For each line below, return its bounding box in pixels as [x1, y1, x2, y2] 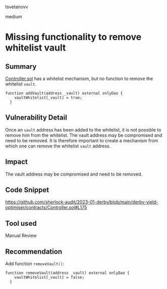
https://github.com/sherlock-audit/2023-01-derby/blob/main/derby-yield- [5, 199, 158, 205]
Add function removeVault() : [5, 261, 65, 267]
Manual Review [5, 232, 37, 239]
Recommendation [5, 247, 62, 256]
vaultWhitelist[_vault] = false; [14, 275, 85, 280]
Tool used [5, 219, 37, 228]
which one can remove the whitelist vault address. [5, 143, 111, 149]
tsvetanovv [5, 4, 29, 10]
